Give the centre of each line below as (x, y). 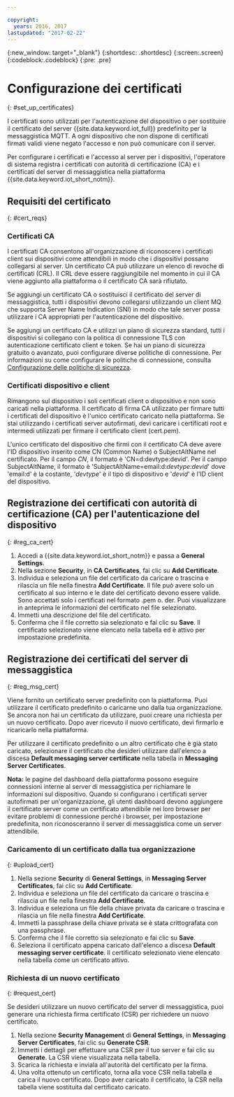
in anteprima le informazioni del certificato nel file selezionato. (107, 607)
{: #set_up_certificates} (41, 108)
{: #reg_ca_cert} (30, 542)
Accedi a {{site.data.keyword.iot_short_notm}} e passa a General (111, 555)
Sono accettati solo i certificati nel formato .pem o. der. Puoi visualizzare (122, 600)
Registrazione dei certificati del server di (98, 659)
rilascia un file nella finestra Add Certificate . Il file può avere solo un (116, 585)
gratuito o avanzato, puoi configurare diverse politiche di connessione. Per (115, 353)
